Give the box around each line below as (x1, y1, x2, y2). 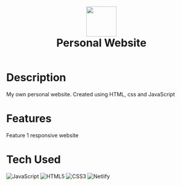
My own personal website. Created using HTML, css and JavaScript (6, 90, 175, 98)
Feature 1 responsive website (6, 131, 79, 138)
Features (6, 112, 52, 126)
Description (6, 71, 66, 84)
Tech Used (6, 153, 62, 166)
